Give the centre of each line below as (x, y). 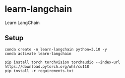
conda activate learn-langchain (38, 53)
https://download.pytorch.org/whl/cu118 (47, 66)
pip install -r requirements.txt (39, 71)
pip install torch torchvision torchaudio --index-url (62, 62)
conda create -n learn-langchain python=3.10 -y (56, 49)
